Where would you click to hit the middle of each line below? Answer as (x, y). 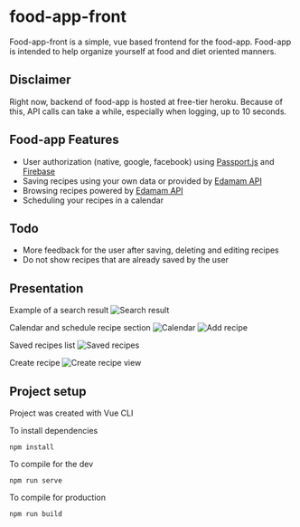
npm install (32, 447)
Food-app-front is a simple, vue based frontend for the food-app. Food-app (150, 42)
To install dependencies (54, 431)
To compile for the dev (52, 464)
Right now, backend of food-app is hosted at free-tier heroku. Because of (146, 101)
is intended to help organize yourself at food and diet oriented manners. (143, 51)
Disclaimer (40, 80)
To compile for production (58, 497)
